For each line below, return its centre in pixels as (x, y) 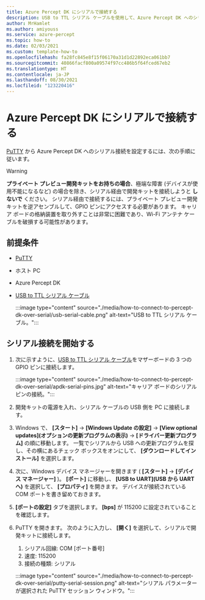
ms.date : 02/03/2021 (33, 46)
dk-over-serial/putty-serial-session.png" (66, 583)
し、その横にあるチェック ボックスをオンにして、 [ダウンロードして (100, 450)
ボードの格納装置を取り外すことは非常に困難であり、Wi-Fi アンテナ (98, 214)
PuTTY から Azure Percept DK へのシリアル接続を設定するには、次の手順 (98, 151)
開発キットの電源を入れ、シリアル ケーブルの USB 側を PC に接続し (100, 407)
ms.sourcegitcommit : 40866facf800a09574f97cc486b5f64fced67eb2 (88, 63)
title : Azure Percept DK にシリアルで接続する (62, 12)
